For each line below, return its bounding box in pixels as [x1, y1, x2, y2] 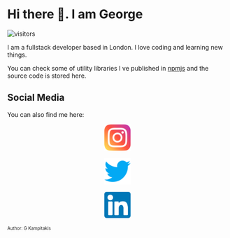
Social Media [7, 92, 65, 104]
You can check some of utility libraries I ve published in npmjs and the [7, 64, 209, 72]
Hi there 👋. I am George [7, 6, 143, 22]
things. [7, 50, 27, 59]
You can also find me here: [7, 110, 85, 118]
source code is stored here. [7, 71, 87, 80]
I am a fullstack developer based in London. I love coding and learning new [7, 43, 224, 51]
